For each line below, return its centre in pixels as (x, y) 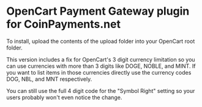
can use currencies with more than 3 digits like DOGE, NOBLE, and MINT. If (101, 66)
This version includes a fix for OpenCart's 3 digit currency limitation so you (101, 59)
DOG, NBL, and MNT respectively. (49, 79)
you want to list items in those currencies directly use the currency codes (99, 72)
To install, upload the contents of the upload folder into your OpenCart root (101, 41)
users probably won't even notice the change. (64, 97)
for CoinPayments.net (64, 24)
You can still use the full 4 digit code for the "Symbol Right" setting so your (101, 90)
